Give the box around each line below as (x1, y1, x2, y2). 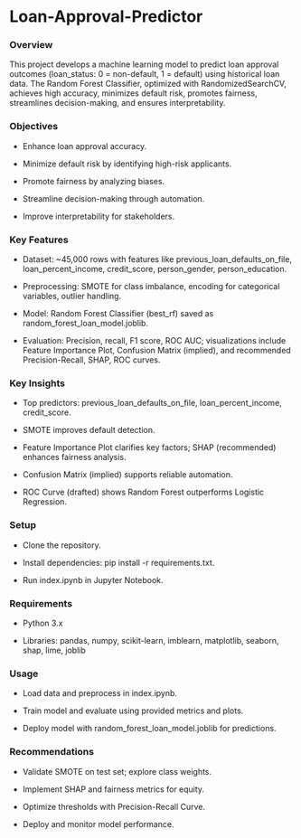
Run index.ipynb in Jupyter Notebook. (22, 574, 165, 585)
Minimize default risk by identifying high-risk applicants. (22, 158, 232, 169)
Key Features (9, 233, 70, 246)
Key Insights (9, 377, 66, 390)
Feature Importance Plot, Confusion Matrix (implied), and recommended (22, 345, 291, 356)
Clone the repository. (22, 540, 101, 551)
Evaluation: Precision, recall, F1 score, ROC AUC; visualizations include (22, 335, 287, 346)
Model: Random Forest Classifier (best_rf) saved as (22, 308, 214, 319)
